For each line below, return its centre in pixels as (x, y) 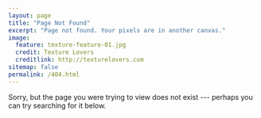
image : (19, 38)
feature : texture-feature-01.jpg (71, 45)
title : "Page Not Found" (49, 23)
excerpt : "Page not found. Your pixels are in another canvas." (117, 30)
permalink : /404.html (44, 74)
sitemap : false (33, 67)
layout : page (30, 15)
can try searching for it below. (57, 105)
